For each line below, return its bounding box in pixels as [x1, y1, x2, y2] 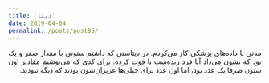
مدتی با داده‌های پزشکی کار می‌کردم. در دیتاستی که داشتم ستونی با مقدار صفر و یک [8, 49, 262, 58]
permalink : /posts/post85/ [8, 26, 99, 34]
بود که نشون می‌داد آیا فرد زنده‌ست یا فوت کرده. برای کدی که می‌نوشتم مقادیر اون [8, 57, 262, 66]
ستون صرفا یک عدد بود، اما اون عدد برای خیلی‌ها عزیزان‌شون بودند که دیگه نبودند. [19, 65, 262, 75]
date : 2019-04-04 [8, 19, 67, 27]
